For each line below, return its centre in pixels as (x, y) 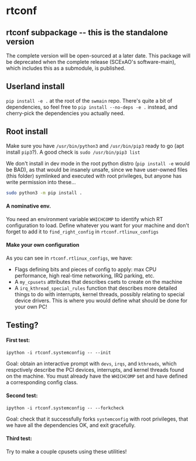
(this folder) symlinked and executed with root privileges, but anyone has (94, 176)
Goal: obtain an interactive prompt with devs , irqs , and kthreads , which (91, 363)
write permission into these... (41, 182)
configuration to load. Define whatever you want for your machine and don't (97, 225)
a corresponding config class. (42, 382)
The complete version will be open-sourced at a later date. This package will (98, 56)
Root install (27, 132)
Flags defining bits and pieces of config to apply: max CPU (85, 269)
